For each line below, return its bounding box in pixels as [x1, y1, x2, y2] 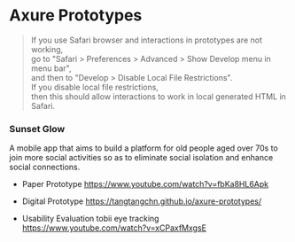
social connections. [9, 161, 81, 173]
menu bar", [30, 63, 72, 74]
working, [30, 43, 64, 54]
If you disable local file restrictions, [30, 82, 159, 92]
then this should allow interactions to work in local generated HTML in [30, 90, 286, 102]
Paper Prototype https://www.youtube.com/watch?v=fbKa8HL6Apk [21, 179, 269, 190]
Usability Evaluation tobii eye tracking [21, 214, 159, 224]
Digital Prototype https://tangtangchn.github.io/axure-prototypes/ [21, 196, 262, 207]
